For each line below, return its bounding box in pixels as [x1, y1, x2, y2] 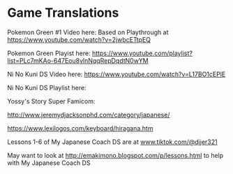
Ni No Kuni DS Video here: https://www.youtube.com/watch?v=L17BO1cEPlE [7, 70, 226, 78]
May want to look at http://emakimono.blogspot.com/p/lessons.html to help [7, 151, 224, 159]
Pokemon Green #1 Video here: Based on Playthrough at [7, 28, 169, 36]
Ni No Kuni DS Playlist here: [7, 83, 87, 92]
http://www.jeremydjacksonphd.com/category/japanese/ [7, 110, 170, 119]
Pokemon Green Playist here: [7, 49, 91, 57]
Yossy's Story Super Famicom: [7, 96, 96, 106]
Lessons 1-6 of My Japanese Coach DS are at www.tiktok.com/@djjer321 [7, 138, 218, 146]
